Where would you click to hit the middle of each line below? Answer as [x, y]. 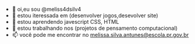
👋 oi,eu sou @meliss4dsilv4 [47, 9]
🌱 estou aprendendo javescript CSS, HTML [65, 22]
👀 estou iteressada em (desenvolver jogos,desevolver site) [85, 15]
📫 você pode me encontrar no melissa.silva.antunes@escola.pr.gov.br [100, 35]
